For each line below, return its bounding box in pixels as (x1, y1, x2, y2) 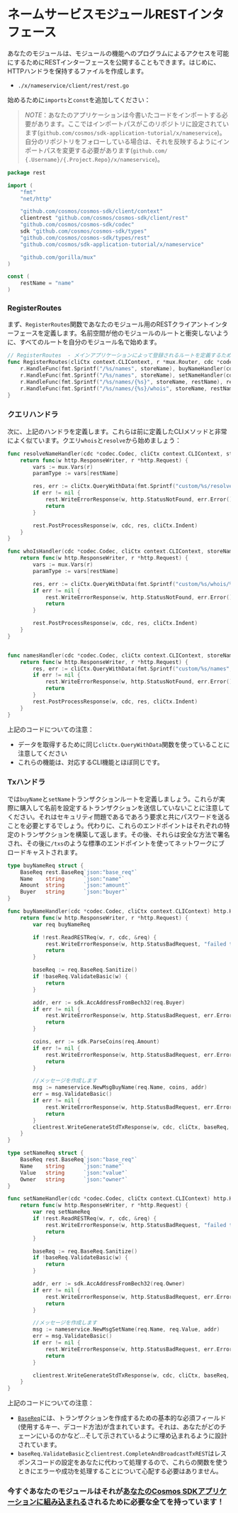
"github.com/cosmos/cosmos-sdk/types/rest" (20, 234, 151, 241)
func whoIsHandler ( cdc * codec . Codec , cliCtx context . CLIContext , (7, 548, 204, 555)
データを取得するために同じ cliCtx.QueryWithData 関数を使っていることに (17, 740, 230, 748)
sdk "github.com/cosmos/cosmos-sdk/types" (20, 228, 147, 235)
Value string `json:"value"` (20, 1169, 129, 1176)
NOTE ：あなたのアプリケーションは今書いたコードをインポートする (24, 111, 222, 119)
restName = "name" (20, 279, 74, 287)
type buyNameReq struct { (7, 862, 84, 869)
